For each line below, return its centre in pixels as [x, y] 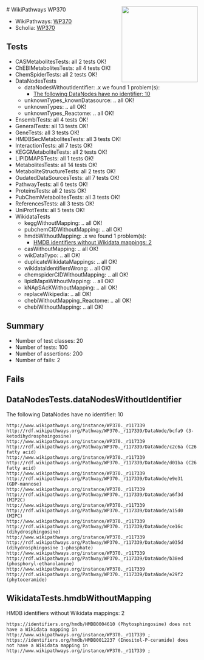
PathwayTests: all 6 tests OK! [51, 184]
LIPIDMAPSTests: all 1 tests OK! [54, 158]
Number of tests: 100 [41, 347]
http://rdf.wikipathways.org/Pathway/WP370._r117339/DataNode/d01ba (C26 [102, 462]
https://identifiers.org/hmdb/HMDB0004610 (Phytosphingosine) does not [99, 624]
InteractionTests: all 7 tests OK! [54, 145]
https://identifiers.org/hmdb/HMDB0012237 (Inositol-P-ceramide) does [97, 640]
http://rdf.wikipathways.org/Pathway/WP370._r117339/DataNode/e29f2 [95, 574]
